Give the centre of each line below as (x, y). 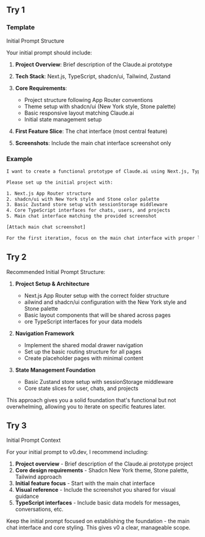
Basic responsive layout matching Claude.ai (79, 113)
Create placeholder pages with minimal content (84, 358)
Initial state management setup (63, 119)
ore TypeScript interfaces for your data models (83, 321)
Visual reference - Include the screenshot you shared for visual (95, 490)
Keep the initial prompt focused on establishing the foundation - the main (98, 521)
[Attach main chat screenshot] (46, 227)
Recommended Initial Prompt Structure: (56, 272)
